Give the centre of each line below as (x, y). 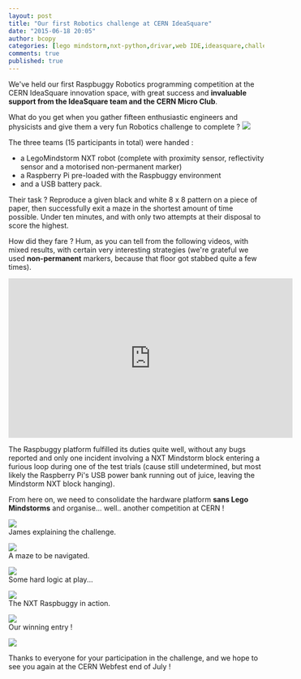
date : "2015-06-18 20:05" (52, 31)
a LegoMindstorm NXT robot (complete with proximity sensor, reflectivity (142, 158)
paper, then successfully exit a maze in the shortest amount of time (121, 208)
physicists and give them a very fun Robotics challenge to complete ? (125, 126)
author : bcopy (32, 38)
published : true (36, 62)
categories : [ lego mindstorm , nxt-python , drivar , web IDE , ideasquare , (127, 46)
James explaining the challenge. (62, 532)
